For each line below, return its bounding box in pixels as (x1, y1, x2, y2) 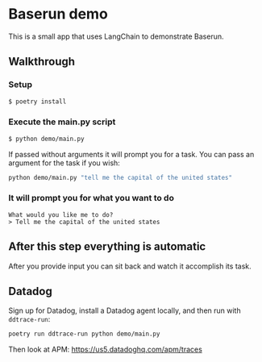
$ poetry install (8, 98, 67, 106)
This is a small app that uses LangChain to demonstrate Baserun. (8, 31, 224, 41)
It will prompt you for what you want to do (8, 193, 175, 204)
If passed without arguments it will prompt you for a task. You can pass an (8, 149, 255, 159)
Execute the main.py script (8, 116, 116, 127)
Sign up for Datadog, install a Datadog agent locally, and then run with (8, 306, 241, 315)
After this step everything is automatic (8, 239, 206, 254)
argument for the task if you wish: (8, 158, 121, 168)
